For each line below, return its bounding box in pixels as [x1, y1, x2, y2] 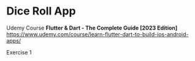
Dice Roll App [6, 4, 76, 18]
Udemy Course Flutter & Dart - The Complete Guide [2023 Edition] [6, 24, 178, 31]
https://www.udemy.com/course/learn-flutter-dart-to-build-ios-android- [6, 30, 189, 37]
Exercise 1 [6, 48, 32, 56]
